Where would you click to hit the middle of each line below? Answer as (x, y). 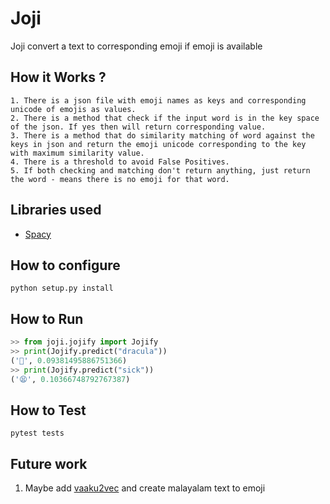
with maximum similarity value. (77, 153)
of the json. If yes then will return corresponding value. (138, 127)
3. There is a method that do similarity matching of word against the (162, 135)
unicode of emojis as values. (73, 109)
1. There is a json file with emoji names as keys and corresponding (158, 100)
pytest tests (37, 433)
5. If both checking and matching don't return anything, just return (160, 170)
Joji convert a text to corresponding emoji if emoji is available (136, 46)
